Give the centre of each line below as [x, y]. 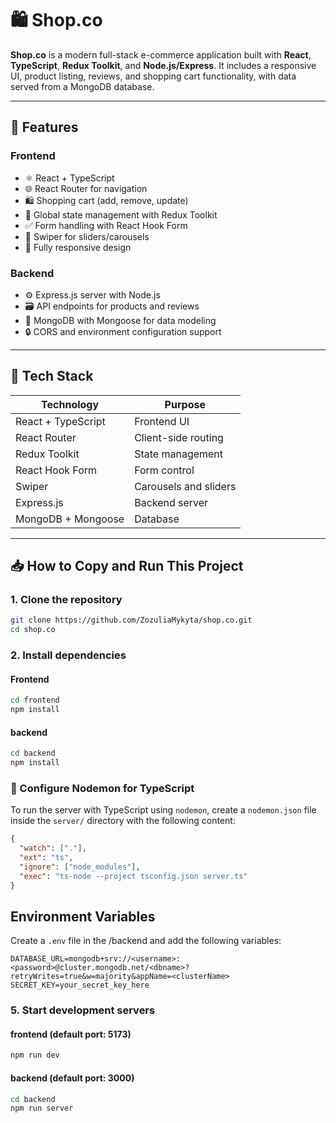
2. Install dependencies [68, 655]
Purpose [185, 404]
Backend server [171, 502]
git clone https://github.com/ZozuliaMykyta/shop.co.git [131, 620]
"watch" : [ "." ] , [53, 848]
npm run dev [35, 1055]
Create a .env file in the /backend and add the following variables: [146, 941]
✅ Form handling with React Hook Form [106, 225]
